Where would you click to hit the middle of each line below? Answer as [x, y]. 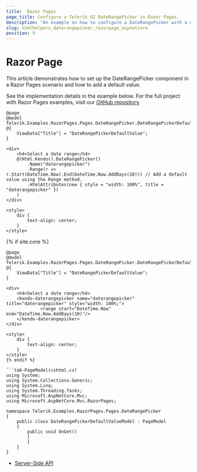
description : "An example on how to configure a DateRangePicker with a [97, 22]
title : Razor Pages [31, 11]
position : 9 [21, 33]
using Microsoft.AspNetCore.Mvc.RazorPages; [61, 401]
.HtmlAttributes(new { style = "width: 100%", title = [96, 185]
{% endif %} [21, 360]
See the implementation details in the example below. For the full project [93, 96]
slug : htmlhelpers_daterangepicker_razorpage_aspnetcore [77, 28]
